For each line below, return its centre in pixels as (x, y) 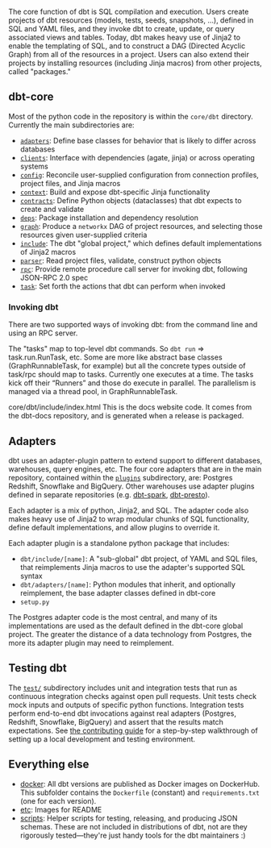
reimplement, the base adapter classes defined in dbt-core (118, 592)
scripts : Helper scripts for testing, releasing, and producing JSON (129, 818)
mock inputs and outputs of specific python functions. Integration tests (126, 705)
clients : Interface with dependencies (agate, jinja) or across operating (138, 157)
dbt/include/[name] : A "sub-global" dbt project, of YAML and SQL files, (139, 559)
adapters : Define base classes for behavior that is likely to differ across (138, 140)
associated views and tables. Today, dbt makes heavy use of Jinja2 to (124, 37)
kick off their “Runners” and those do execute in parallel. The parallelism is (132, 383)
